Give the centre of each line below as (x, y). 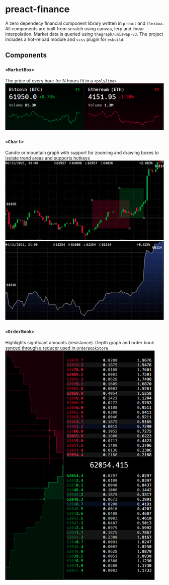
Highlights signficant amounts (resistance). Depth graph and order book (80, 342)
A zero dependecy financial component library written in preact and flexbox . (84, 23)
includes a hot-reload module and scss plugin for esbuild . (65, 39)
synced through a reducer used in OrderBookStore (57, 348)
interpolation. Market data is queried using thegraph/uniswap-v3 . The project (84, 34)
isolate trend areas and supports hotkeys (48, 158)
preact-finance (37, 9)
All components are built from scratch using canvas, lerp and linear (75, 28)
